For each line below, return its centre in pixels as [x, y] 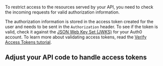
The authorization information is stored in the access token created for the [79, 22]
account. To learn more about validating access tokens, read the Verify [76, 37]
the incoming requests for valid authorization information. [62, 12]
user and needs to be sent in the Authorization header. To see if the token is [81, 27]
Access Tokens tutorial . [28, 42]
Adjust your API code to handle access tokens [76, 58]
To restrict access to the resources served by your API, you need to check [79, 7]
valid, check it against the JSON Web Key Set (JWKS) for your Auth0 [73, 32]
